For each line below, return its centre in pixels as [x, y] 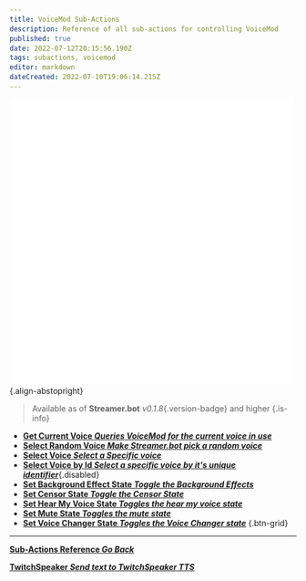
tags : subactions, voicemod [63, 58]
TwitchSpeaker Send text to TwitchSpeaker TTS [102, 566]
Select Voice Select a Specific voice [92, 455]
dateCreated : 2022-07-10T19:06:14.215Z [85, 78]
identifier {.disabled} [61, 474]
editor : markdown [42, 67]
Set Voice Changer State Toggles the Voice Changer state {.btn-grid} [155, 523]
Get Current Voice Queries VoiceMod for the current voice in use [147, 436]
